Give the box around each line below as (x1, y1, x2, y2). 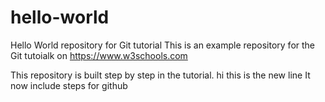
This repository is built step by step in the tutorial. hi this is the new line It (10, 69, 311, 81)
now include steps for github (10, 79, 128, 91)
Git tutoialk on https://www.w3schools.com (10, 49, 188, 61)
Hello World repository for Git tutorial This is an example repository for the (10, 39, 316, 51)
